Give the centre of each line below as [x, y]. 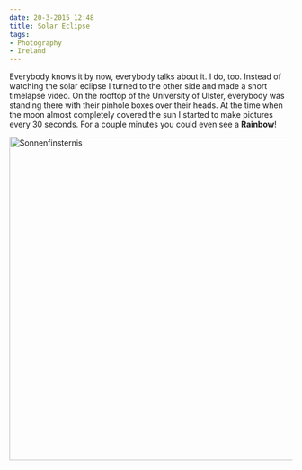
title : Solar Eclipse [50, 26]
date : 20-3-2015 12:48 [52, 18]
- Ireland [28, 51]
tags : [19, 34]
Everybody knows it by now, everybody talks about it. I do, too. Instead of [145, 76]
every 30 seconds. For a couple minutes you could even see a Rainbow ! [143, 124]
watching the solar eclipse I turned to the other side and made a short [138, 86]
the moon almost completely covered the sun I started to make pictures [142, 115]
